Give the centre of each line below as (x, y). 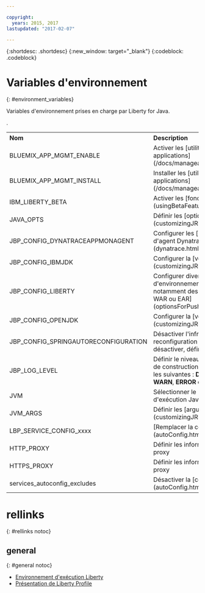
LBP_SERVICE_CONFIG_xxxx (50, 431)
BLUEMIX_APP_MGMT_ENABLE (55, 156)
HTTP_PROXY (30, 448)
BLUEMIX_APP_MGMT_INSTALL (56, 181)
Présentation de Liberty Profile (54, 584)
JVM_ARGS (26, 414)
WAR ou (165, 299)
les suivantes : (174, 375)
